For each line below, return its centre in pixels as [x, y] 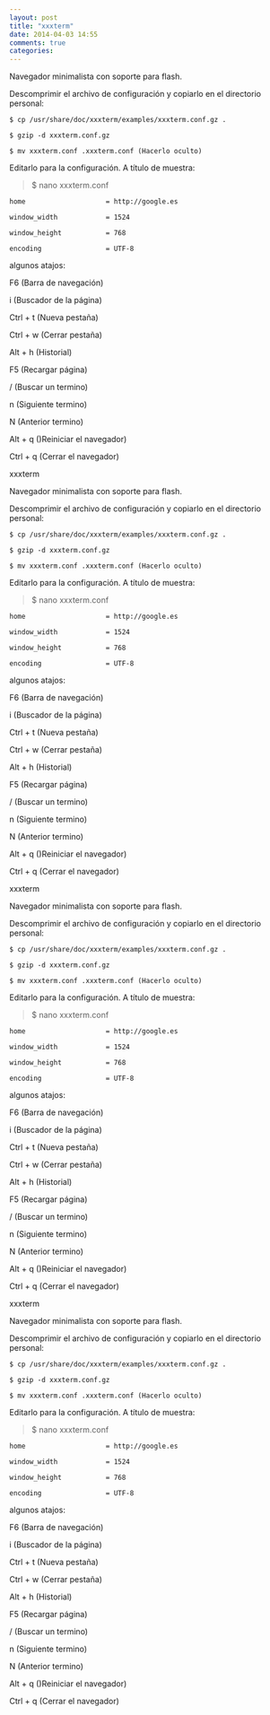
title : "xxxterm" [42, 26]
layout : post [34, 17]
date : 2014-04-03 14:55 [54, 34]
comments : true [38, 43]
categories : [31, 51]
